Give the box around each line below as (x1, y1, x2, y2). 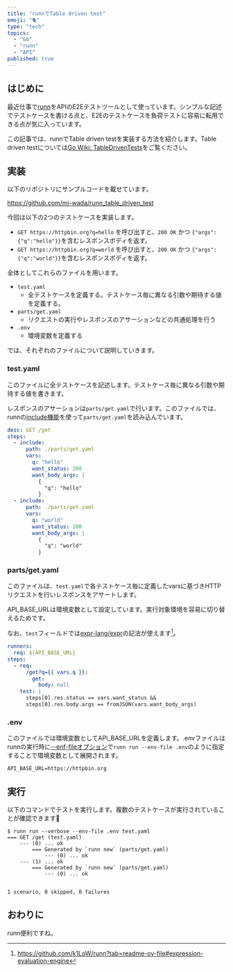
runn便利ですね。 (7, 928, 58, 937)
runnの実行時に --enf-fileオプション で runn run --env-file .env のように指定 (7, 743, 225, 751)
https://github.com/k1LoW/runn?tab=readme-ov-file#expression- (17, 949, 204, 957)
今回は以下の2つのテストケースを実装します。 (7, 213, 138, 222)
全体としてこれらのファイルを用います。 (7, 268, 123, 277)
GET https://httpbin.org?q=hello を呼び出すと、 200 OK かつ (17, 228, 191, 236)
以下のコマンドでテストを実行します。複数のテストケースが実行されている (7, 805, 219, 813)
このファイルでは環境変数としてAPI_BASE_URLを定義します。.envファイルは (7, 734, 225, 743)
